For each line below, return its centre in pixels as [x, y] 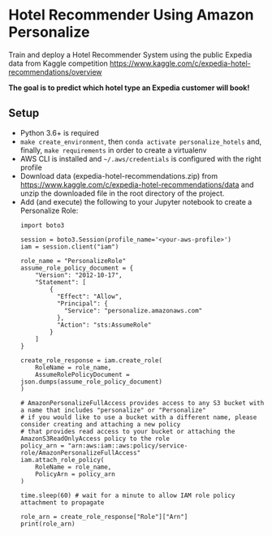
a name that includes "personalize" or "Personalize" [113, 410]
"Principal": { [82, 303]
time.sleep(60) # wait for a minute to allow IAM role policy [127, 495]
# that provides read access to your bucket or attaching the [127, 431]
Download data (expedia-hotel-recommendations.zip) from [119, 175]
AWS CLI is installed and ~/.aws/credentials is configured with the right [140, 158]
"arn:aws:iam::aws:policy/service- [128, 445]
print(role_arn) [47, 524]
